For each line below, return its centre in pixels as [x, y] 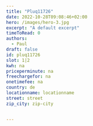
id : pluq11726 [23, 55]
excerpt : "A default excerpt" [43, 28]
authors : [17, 38]
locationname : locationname [40, 93]
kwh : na [15, 66]
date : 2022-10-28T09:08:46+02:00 [47, 17]
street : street [25, 98]
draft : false [22, 50]
